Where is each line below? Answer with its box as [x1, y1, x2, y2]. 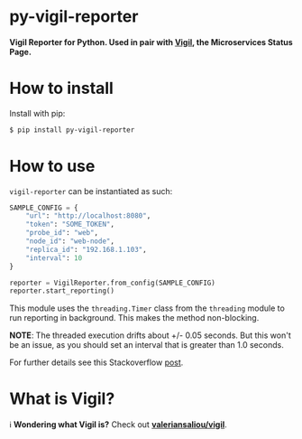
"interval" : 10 [25, 253, 83, 263]
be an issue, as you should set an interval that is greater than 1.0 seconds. [9, 340, 284, 350]
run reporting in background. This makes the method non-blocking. [9, 313, 260, 323]
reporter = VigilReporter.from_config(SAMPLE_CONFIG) [9, 278, 216, 287]
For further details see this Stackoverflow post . [9, 357, 184, 368]
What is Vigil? [9, 388, 115, 409]
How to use [9, 155, 96, 176]
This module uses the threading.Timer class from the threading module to [9, 303, 286, 313]
